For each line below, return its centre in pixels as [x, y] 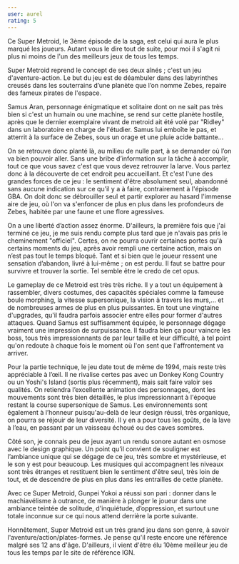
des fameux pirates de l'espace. [55, 93]
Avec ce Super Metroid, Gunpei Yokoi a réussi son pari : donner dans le [112, 493]
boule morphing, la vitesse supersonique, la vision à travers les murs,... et [116, 300]
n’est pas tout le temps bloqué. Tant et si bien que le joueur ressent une [112, 256]
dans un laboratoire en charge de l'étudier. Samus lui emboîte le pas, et [112, 129]
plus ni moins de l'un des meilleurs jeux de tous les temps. [93, 56]
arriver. [18, 353]
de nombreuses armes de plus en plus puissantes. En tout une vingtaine [113, 307]
